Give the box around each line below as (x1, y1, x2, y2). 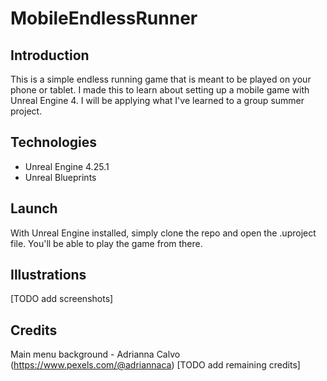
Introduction (10, 47, 90, 64)
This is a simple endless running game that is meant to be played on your (10, 73, 312, 85)
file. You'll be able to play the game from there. (10, 237, 203, 249)
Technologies (10, 134, 98, 151)
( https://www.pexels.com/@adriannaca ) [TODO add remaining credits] (10, 359, 301, 371)
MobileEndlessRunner (10, 7, 198, 30)
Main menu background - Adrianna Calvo (10, 348, 181, 361)
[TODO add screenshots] (10, 293, 114, 305)
